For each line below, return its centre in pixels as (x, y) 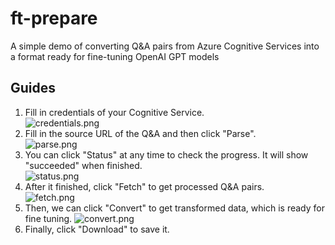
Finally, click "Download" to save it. (97, 229)
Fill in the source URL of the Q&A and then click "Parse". (140, 133)
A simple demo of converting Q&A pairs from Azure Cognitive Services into (165, 46)
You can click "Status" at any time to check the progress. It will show (166, 154)
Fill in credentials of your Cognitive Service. (114, 112)
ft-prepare (54, 18)
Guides (33, 88)
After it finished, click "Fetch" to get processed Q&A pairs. (144, 186)
